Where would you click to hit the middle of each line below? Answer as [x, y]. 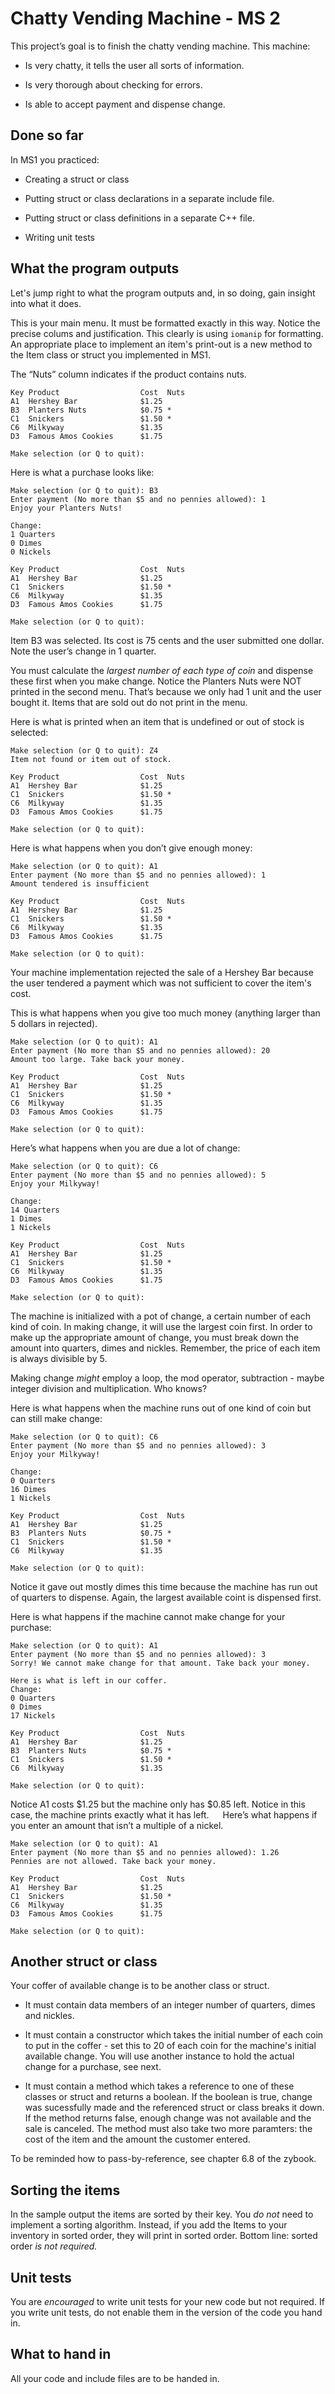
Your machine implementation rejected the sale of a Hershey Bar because [162, 972]
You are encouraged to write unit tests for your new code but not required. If [167, 2301]
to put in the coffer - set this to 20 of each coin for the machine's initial [170, 2046]
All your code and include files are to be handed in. [115, 2378]
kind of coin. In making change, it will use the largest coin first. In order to [161, 1326]
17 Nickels [33, 1715]
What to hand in [61, 2354]
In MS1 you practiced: [55, 159]
